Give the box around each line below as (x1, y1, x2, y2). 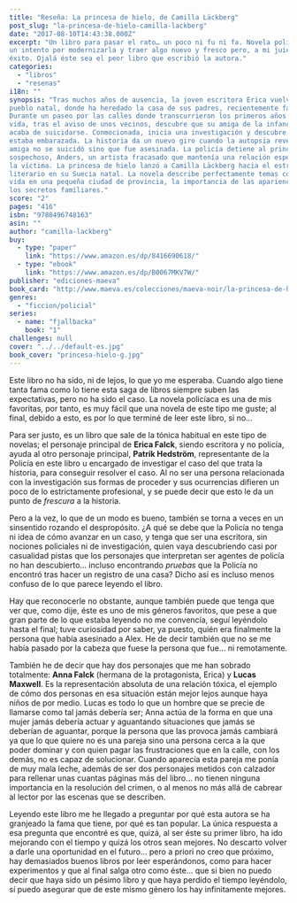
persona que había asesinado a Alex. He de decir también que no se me (9, 633, 271, 644)
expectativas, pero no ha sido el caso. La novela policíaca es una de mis (9, 393, 272, 404)
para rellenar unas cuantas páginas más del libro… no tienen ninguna (9, 772, 261, 783)
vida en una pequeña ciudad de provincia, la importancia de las (9, 178, 255, 187)
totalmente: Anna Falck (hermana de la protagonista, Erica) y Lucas (9, 669, 256, 680)
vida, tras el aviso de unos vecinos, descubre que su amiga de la (9, 120, 263, 129)
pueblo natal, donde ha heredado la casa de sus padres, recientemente (9, 104, 278, 112)
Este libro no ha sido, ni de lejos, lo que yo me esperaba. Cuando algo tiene (9, 374, 284, 385)
